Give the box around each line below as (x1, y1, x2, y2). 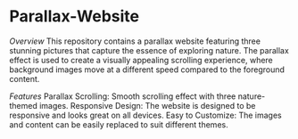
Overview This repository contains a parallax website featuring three (9, 36, 261, 46)
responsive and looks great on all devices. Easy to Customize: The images (9, 110, 283, 120)
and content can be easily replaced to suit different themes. (9, 119, 229, 130)
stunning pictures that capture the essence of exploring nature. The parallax (9, 45, 290, 55)
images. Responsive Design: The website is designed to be (38, 100, 256, 110)
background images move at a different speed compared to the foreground (9, 64, 286, 75)
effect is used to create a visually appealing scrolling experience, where (9, 54, 274, 65)
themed (9, 100, 38, 110)
